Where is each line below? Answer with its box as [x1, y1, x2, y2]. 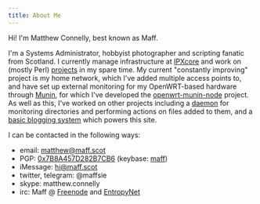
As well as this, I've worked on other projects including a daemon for [8, 98, 229, 107]
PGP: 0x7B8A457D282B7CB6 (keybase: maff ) [19, 154, 168, 163]
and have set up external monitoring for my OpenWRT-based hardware [8, 82, 237, 91]
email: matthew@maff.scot [19, 145, 106, 155]
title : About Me [8, 11, 61, 20]
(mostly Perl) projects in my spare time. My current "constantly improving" [8, 64, 248, 75]
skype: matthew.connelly [19, 178, 100, 188]
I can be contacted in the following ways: [8, 130, 141, 140]
